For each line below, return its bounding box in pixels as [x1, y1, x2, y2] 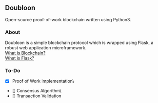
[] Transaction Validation [12, 93, 62, 99]
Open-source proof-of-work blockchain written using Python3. [5, 16, 132, 22]
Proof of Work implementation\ [12, 78, 74, 84]
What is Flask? [5, 55, 34, 61]
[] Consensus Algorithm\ [12, 88, 61, 94]
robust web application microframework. [5, 45, 87, 51]
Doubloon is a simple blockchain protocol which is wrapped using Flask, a [5, 40, 154, 45]
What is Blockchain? [5, 50, 46, 56]
